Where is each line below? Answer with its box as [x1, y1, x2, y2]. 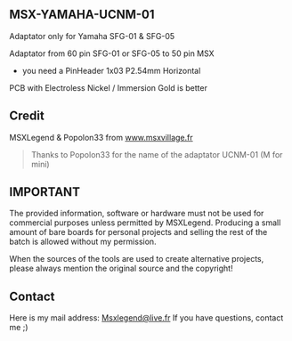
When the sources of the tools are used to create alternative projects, [9, 254, 264, 264]
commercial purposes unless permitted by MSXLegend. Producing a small [9, 217, 281, 228]
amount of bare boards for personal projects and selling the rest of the [9, 227, 268, 238]
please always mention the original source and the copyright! [9, 263, 233, 274]
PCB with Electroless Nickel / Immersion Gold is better [9, 82, 207, 93]
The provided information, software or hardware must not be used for [9, 208, 264, 219]
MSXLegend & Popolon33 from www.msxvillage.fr [9, 132, 193, 142]
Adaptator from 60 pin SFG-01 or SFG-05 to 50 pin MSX [9, 48, 215, 59]
